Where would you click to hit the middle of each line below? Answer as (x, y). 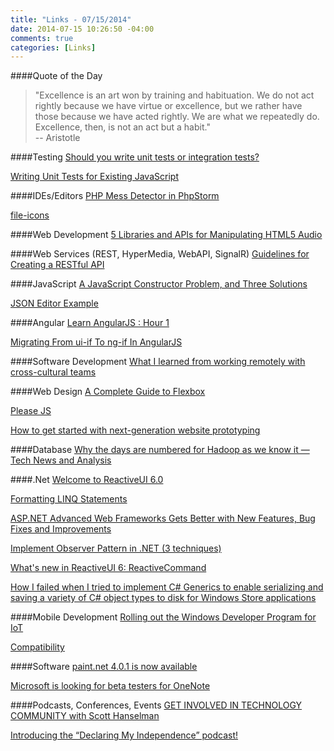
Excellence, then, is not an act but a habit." (122, 127)
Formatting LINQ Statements (69, 499)
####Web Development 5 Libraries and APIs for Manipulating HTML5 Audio (166, 235)
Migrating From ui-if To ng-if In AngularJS (96, 342)
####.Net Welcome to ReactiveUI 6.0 (87, 480)
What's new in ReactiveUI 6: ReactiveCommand (108, 568)
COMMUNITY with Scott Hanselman (85, 716)
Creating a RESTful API (57, 265)
